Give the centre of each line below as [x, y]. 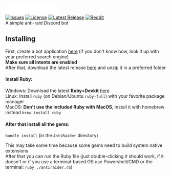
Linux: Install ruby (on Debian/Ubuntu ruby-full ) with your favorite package [85, 96]
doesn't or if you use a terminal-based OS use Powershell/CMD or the [79, 162]
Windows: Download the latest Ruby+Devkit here [58, 91]
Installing [20, 39]
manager [15, 102]
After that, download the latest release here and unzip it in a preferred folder [86, 68]
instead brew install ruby [33, 113]
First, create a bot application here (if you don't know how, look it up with [82, 51]
